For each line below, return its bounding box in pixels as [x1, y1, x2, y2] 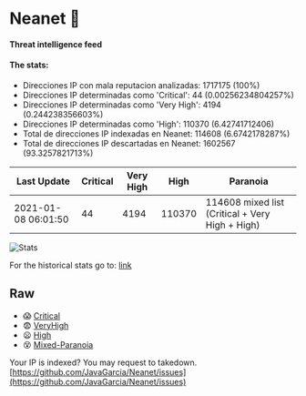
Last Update [16, 175, 71, 188]
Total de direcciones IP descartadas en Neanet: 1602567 [22, 137, 236, 148]
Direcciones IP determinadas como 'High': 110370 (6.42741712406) [22, 118, 275, 129]
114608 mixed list [205, 196, 285, 208]
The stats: [9, 59, 49, 71]
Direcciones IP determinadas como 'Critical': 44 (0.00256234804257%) [22, 89, 294, 100]
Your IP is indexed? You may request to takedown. [9, 357, 198, 368]
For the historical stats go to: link [9, 259, 132, 270]
